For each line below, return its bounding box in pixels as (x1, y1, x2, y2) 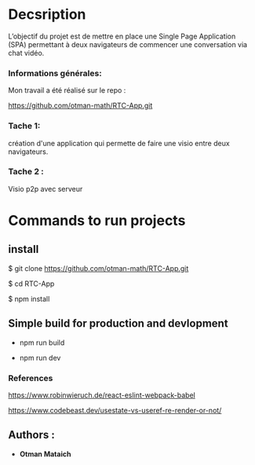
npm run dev (19, 353, 61, 362)
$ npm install (8, 294, 50, 303)
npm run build (19, 338, 65, 347)
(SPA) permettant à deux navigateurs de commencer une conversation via (8, 39, 248, 49)
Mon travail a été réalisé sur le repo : (8, 86, 126, 95)
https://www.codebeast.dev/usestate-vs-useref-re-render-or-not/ (8, 405, 222, 415)
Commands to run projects (8, 212, 186, 229)
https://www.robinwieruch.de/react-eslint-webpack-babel (8, 390, 196, 400)
